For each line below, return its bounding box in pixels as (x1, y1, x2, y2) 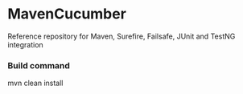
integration (7, 39, 43, 49)
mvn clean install (7, 78, 64, 88)
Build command (7, 59, 70, 71)
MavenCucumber (7, 5, 126, 23)
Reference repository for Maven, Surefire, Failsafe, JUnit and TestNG (7, 31, 236, 41)
